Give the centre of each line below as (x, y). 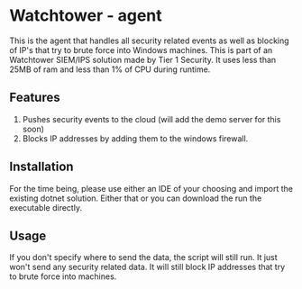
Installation (41, 167)
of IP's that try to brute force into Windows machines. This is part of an (141, 50)
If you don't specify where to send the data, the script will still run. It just (143, 257)
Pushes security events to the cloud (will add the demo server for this (151, 119)
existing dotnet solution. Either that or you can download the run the (136, 198)
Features (35, 98)
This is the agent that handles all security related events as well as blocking (150, 41)
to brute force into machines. (63, 276)
